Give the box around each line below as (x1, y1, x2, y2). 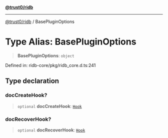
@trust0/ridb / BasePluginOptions (5, 18, 75, 24)
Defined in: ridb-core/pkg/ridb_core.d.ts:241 (5, 62, 96, 68)
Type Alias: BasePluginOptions (5, 36, 136, 47)
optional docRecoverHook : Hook (17, 127, 85, 133)
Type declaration (5, 77, 59, 85)
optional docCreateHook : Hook (17, 103, 82, 109)
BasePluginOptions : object (17, 52, 74, 58)
